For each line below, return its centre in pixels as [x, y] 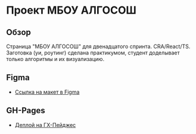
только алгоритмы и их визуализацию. [55, 59]
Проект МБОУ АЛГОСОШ [71, 10]
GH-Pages [26, 111]
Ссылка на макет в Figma [47, 92]
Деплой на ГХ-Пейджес [45, 125]
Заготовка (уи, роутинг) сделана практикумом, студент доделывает [93, 53]
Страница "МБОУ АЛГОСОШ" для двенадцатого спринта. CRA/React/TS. [98, 46]
